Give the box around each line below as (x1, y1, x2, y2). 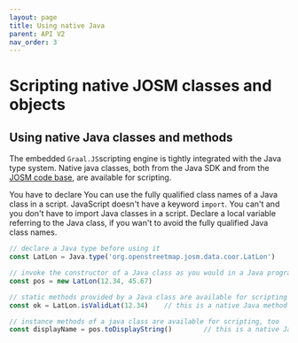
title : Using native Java (9, 21, 105, 30)
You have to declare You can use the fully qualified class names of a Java (9, 190, 278, 200)
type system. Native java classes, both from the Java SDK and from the (9, 163, 270, 174)
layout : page (9, 12, 58, 22)
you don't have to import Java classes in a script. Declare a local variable (9, 208, 277, 219)
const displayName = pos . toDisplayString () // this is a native (9, 325, 279, 334)
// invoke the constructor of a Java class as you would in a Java (9, 269, 264, 277)
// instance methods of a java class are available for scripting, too (9, 316, 279, 326)
